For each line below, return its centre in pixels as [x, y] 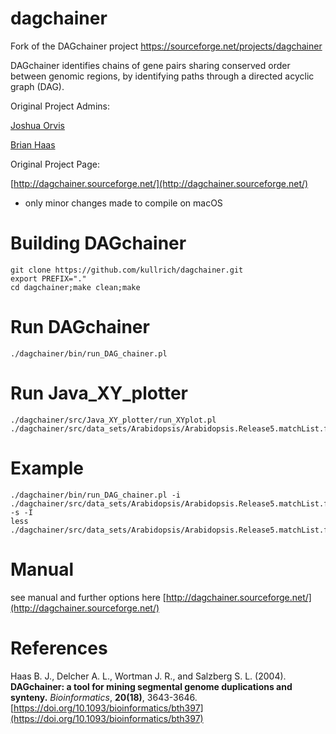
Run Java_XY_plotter [99, 393]
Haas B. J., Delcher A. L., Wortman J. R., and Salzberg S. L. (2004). [148, 676]
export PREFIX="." [48, 278]
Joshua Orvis [37, 125]
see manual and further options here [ [88, 597]
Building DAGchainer [98, 243]
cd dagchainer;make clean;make [75, 287]
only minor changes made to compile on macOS [123, 203]
